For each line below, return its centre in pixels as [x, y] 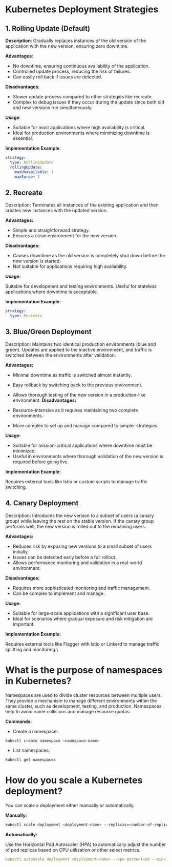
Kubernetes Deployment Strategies [82, 9]
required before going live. [41, 462]
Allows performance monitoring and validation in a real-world [77, 563]
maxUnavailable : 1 [34, 172]
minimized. [24, 451]
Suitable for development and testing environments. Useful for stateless [81, 286]
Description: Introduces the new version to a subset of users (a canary [80, 515]
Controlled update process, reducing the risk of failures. [72, 71]
